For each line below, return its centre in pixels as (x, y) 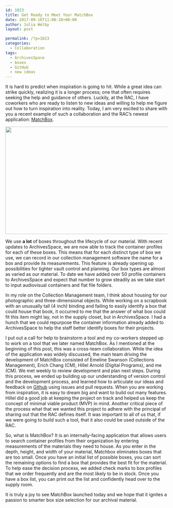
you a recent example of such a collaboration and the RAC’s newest (77, 114)
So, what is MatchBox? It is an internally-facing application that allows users (86, 435)
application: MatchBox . (30, 119)
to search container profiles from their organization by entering (72, 441)
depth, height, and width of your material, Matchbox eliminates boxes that (84, 452)
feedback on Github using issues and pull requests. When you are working (84, 387)
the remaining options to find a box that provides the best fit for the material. (86, 463)
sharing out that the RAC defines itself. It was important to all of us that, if (83, 414)
